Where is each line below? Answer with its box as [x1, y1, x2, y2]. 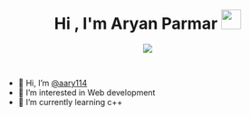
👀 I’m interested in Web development [17, 86, 156, 98]
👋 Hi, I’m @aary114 [17, 77, 88, 88]
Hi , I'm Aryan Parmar [53, 13, 218, 34]
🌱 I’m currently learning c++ [17, 96, 123, 107]
